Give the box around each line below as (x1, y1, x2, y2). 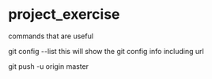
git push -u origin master (8, 61, 89, 71)
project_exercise (8, 5, 120, 23)
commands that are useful (8, 31, 93, 41)
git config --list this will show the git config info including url (8, 46, 204, 56)
